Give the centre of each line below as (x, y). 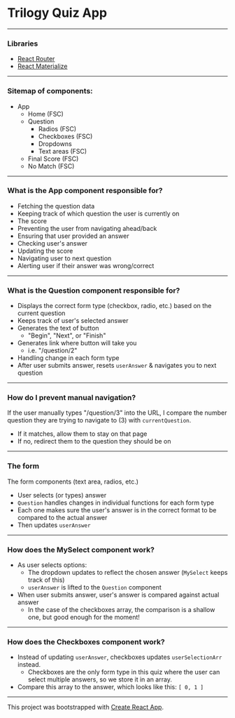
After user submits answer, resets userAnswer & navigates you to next (117, 366)
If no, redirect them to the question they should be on (94, 441)
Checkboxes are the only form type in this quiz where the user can (124, 672)
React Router (36, 59)
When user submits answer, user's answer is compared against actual (118, 595)
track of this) (46, 580)
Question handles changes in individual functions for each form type (116, 503)
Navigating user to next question (64, 258)
